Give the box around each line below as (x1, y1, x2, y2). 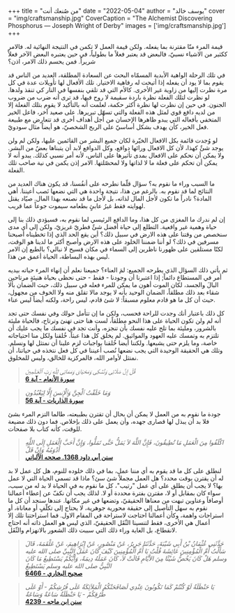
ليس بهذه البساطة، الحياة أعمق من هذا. (8, 252, 110, 260)
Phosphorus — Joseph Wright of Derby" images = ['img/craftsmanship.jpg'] (8, 22, 227, 29)
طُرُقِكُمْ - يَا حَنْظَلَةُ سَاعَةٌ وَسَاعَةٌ (24, 590, 106, 598)
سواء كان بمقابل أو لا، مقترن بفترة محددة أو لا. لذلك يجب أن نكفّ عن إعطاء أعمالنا (8, 489, 221, 497)
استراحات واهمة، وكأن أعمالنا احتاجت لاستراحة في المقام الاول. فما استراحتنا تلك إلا (8, 511, 224, 519)
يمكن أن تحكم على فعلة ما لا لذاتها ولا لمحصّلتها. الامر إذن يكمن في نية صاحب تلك (8, 158, 218, 167)
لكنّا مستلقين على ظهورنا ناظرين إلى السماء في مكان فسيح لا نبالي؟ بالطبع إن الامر (8, 245, 224, 253)
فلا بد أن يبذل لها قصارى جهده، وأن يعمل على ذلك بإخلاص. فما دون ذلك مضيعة (8, 418, 210, 425)
